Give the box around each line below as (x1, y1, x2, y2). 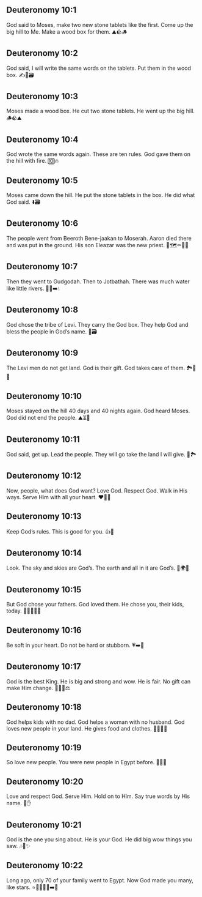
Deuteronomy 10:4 (6, 134, 79, 144)
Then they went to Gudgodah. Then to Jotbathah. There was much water (6, 278, 190, 285)
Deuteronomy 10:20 (6, 776, 84, 787)
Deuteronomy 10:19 (6, 743, 82, 753)
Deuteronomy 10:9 (6, 348, 78, 358)
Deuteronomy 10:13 (6, 511, 82, 522)
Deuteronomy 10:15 (6, 584, 82, 595)
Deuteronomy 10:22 (6, 860, 84, 871)
